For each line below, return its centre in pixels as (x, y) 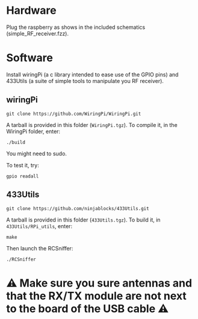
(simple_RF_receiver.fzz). (38, 33)
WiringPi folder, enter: (33, 131)
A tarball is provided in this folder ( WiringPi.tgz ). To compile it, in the (92, 125)
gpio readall (23, 176)
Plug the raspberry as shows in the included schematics (76, 27)
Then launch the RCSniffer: (40, 248)
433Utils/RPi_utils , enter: (39, 226)
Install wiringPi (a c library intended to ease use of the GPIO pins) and (92, 74)
